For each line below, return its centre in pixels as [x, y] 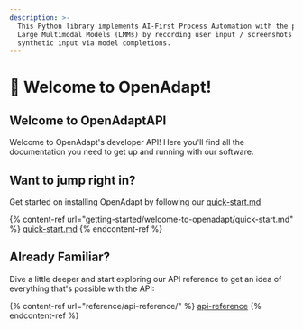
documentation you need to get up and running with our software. [132, 152]
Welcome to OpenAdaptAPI [88, 120]
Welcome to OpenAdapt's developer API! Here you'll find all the [127, 142]
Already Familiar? [60, 257]
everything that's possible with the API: [82, 288]
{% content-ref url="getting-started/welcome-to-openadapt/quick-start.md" [151, 219]
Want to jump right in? [73, 180]
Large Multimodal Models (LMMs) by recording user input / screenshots [155, 34]
